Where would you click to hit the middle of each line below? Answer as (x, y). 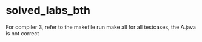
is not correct (22, 33)
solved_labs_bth (48, 10)
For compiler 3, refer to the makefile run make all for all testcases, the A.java (101, 27)
